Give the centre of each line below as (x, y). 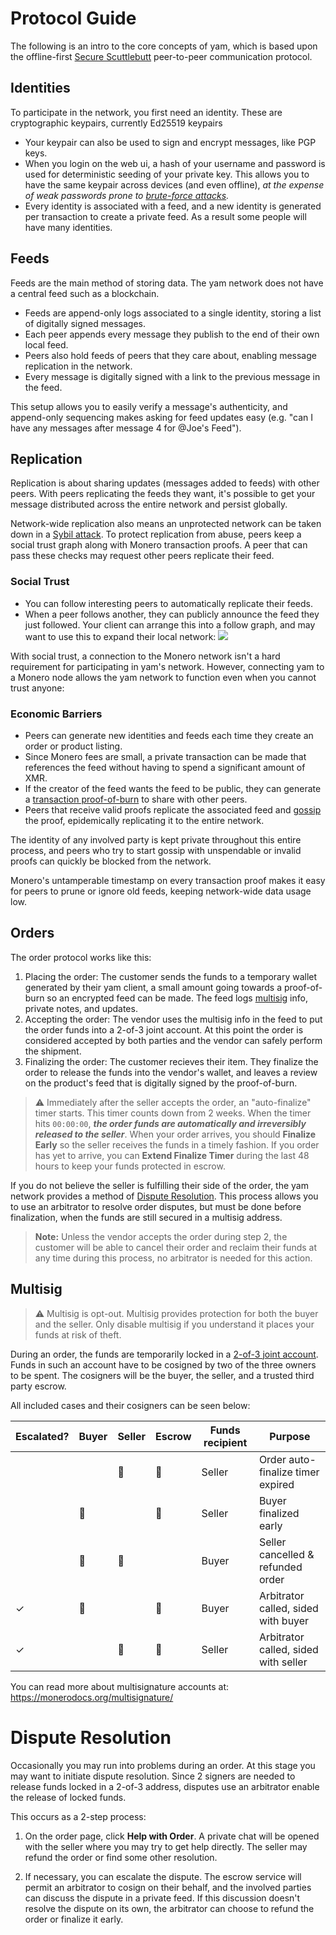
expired (276, 1484)
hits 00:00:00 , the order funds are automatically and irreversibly (170, 1123)
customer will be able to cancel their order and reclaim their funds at (175, 1247)
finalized (279, 1513)
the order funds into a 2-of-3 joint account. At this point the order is (164, 1029)
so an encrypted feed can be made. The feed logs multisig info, (177, 998)
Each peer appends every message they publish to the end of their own (172, 334)
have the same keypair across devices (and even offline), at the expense (174, 184)
